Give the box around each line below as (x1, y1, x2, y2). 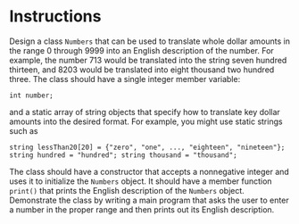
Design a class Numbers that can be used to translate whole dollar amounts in (9, 36, 291, 46)
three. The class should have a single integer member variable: (9, 73, 241, 84)
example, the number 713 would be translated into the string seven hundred (9, 54, 287, 65)
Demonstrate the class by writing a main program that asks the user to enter (9, 195, 289, 205)
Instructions (9, 6, 102, 27)
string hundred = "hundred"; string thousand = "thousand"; (9, 150, 238, 160)
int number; (9, 91, 54, 100)
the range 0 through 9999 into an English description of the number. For (9, 45, 274, 55)
